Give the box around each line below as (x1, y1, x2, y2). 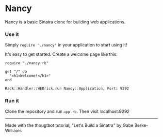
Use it (5, 31, 19, 38)
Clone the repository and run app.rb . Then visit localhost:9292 (5, 108, 130, 114)
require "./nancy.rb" (5, 61, 49, 66)
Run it (5, 97, 19, 104)
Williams (5, 127, 22, 133)
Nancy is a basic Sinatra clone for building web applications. (5, 19, 126, 25)
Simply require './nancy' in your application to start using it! (5, 42, 128, 48)
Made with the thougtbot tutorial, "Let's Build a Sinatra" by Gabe (5, 122, 133, 128)
